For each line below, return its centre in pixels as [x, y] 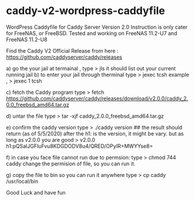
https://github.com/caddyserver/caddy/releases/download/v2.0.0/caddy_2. [97, 98]
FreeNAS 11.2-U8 [27, 39]
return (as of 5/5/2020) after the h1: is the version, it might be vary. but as [95, 134]
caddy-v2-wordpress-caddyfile [86, 11]
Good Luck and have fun [36, 192]
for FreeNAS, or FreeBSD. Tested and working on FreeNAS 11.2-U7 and [92, 33]
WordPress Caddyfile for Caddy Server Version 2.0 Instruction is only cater [97, 27]
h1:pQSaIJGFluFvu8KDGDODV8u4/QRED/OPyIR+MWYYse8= [80, 146]
